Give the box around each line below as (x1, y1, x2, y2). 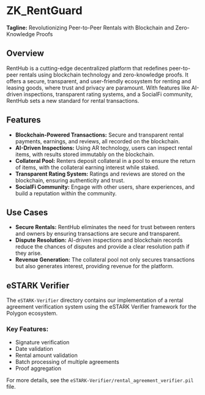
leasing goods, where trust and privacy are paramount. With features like (6, 84, 190, 91)
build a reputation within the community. (15, 189, 117, 197)
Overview (6, 48, 45, 59)
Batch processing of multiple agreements (15, 358, 119, 366)
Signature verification (15, 339, 70, 346)
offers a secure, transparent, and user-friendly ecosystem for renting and (6, 77, 192, 85)
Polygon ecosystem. (6, 310, 58, 317)
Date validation (15, 345, 53, 353)
